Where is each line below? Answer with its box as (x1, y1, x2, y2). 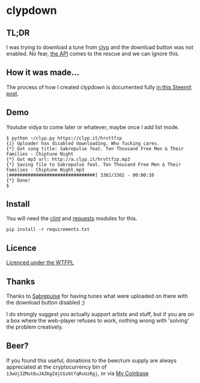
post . (6, 90, 19, 97)
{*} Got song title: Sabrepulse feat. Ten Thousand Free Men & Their (6, 145, 184, 151)
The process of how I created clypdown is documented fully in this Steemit (6, 83, 192, 90)
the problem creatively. (6, 323, 63, 331)
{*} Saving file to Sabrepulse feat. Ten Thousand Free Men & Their (6, 161, 181, 168)
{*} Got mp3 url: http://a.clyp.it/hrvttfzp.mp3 (6, 156, 130, 162)
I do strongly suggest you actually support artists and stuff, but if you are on (6, 311, 194, 318)
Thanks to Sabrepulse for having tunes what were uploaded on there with (6, 293, 188, 300)
